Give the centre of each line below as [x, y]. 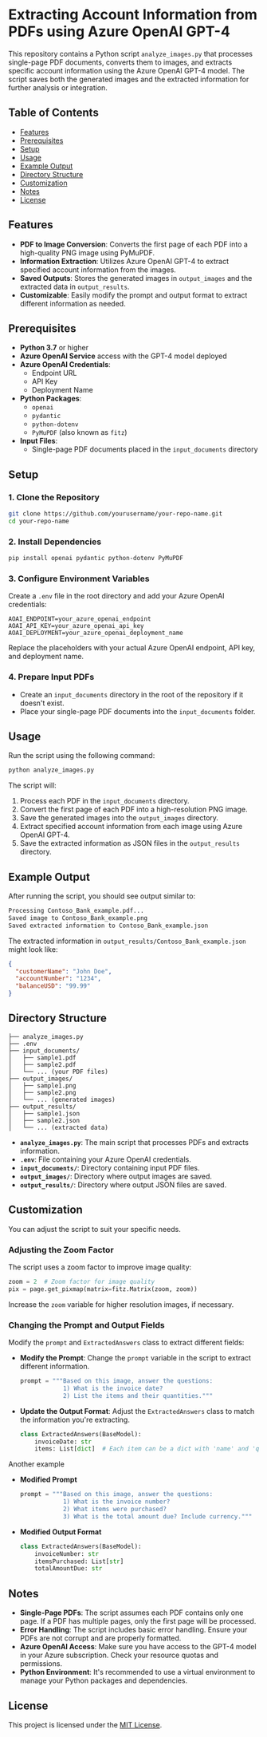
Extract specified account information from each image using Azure [131, 827]
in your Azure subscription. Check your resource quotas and [119, 1655]
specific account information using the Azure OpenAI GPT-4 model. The [127, 70]
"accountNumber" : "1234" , [59, 979]
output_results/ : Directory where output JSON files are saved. [123, 1184]
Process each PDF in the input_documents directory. [104, 801]
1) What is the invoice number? [116, 1502]
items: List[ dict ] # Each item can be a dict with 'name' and [141, 1449]
